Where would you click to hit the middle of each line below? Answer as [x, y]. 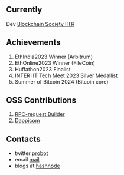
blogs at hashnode [37, 166]
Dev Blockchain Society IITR [40, 24]
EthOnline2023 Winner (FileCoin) [55, 63]
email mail [27, 160]
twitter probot [31, 153]
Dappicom [27, 121]
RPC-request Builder [40, 114]
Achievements [33, 43]
